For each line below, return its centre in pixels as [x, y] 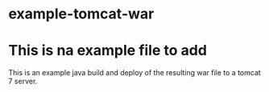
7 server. [23, 82]
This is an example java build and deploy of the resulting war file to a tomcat [135, 73]
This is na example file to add [108, 51]
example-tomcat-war [81, 14]
